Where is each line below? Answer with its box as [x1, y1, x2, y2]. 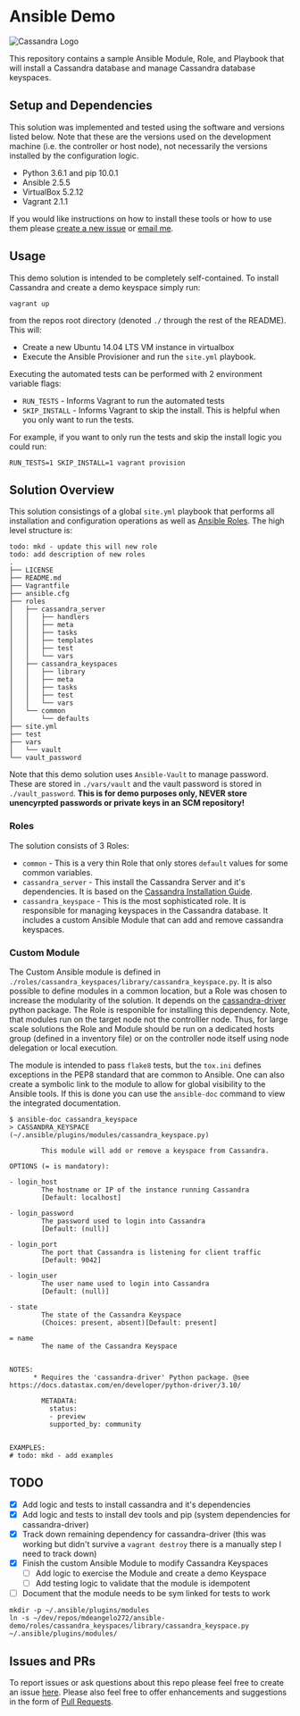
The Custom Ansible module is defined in [9, 967, 161, 977]
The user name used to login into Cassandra [41, 1279, 210, 1288]
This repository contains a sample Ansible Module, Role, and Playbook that [9, 53, 285, 63]
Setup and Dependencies [9, 98, 154, 113]
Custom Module [9, 946, 80, 958]
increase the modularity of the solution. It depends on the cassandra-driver [9, 994, 287, 1006]
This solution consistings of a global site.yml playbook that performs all [9, 506, 275, 517]
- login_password [9, 1209, 74, 1218]
